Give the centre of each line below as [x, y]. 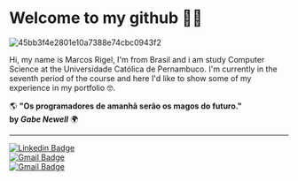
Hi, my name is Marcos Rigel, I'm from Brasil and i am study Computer [137, 59]
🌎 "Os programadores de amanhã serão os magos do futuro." [125, 106]
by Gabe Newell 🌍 [44, 119]
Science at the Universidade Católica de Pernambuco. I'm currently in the [143, 69]
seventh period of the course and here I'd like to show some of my [130, 78]
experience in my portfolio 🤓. [63, 87]
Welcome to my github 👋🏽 [106, 18]
